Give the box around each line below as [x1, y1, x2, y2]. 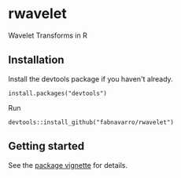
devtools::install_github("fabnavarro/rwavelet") [8, 118, 175, 126]
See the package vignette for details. [8, 160, 128, 169]
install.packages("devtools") [8, 89, 108, 97]
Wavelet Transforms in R [8, 31, 88, 40]
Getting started [8, 140, 85, 153]
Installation [8, 53, 65, 67]
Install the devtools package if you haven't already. [8, 74, 173, 83]
